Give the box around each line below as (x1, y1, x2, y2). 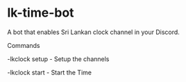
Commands (7, 41, 40, 49)
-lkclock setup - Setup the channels (7, 54, 110, 63)
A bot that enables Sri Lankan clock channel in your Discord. (7, 28, 180, 36)
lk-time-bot (7, 5, 74, 21)
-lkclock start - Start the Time (7, 68, 92, 76)
